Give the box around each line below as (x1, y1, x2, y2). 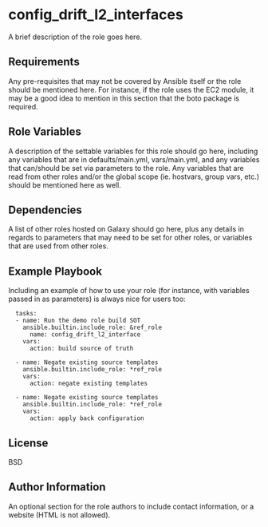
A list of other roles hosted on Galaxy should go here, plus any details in (8, 224, 245, 234)
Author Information (8, 481, 106, 494)
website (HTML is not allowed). (8, 509, 111, 520)
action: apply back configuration (29, 414, 145, 422)
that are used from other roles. (8, 241, 109, 251)
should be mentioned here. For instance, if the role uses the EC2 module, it (8, 85, 254, 94)
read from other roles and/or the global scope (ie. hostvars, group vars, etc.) (8, 172, 260, 181)
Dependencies (8, 203, 82, 216)
